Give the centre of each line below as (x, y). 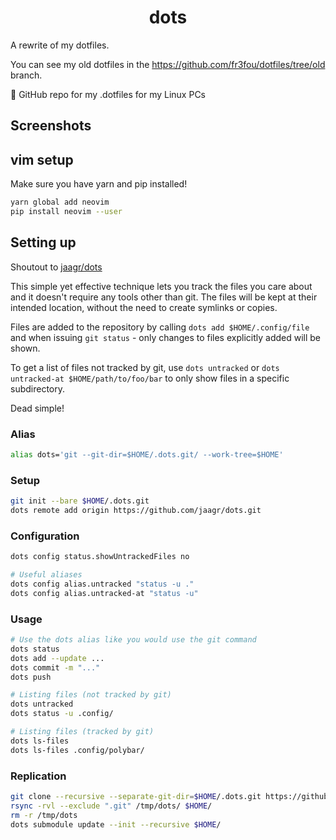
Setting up (43, 242)
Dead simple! (37, 408)
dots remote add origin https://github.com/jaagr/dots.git (136, 511)
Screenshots (51, 126)
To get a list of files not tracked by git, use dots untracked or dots (145, 367)
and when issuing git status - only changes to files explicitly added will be (165, 337)
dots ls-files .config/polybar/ (77, 750)
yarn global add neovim (60, 202)
